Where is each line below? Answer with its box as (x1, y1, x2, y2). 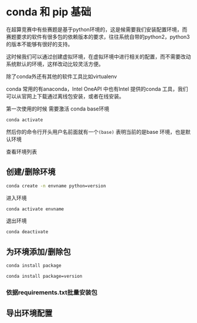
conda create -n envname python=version (6, 183, 107, 189)
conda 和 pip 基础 (6, 5, 91, 19)
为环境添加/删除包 (6, 247, 72, 257)
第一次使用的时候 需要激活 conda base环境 (6, 105, 110, 112)
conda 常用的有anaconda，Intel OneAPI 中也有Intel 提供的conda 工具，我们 (6, 85, 189, 92)
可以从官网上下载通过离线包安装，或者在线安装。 (6, 92, 124, 100)
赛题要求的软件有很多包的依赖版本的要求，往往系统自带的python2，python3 (6, 33, 190, 40)
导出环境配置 (6, 308, 53, 318)
